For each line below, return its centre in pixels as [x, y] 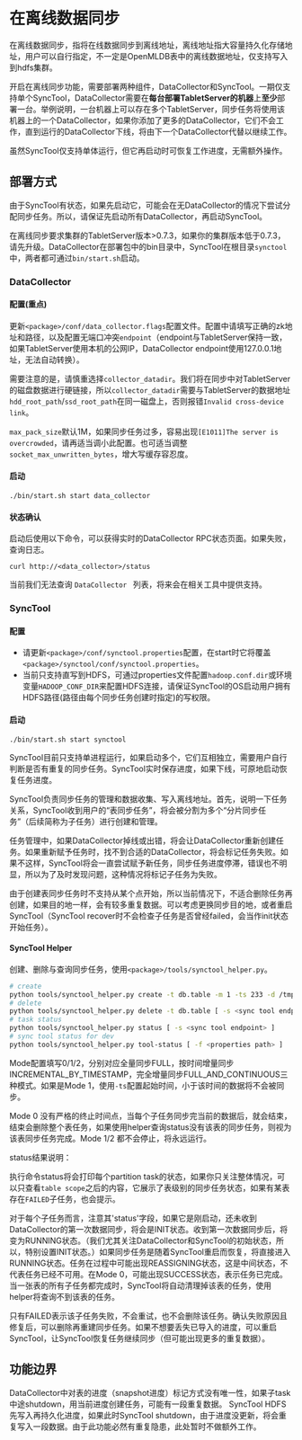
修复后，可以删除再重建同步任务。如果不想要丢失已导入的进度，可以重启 [143, 1327]
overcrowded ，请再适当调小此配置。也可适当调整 [98, 442]
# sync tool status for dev [62, 1036]
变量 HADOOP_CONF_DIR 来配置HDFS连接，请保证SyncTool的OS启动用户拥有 [156, 686]
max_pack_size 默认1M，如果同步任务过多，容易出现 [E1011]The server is [144, 431]
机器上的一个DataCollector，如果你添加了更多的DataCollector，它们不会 [143, 120]
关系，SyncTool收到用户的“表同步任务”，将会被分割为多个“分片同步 [134, 810]
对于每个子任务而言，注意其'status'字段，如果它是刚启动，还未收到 [133, 1218]
